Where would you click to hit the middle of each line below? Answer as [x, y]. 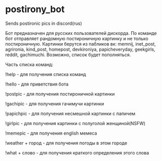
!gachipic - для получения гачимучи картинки [55, 104]
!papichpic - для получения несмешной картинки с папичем [70, 113]
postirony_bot [35, 9]
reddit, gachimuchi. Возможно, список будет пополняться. [68, 55]
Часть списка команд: [29, 64]
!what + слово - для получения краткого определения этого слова [77, 152]
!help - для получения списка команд [46, 74]
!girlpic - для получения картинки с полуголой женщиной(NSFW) [75, 123]
